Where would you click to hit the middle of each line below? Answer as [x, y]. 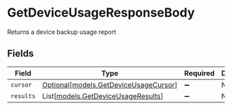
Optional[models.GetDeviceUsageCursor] [110, 84]
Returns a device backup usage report [62, 32]
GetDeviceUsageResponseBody [101, 13]
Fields [21, 54]
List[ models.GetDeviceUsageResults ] [103, 96]
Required [200, 73]
